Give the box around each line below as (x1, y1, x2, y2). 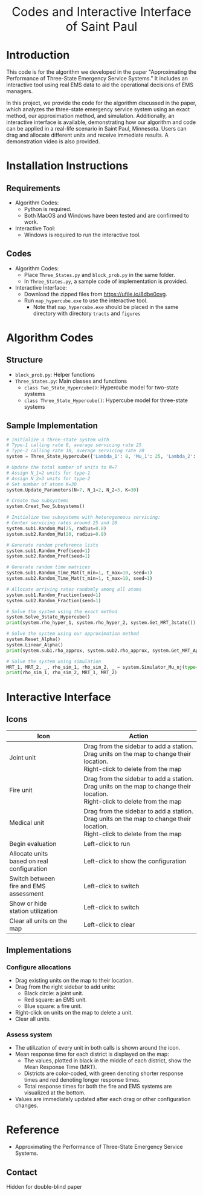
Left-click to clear (83, 920, 135, 929)
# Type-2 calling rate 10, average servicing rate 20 (6, 448, 145, 454)
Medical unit (9, 819, 44, 827)
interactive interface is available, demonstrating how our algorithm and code (6, 119, 196, 126)
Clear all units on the (9, 917, 68, 925)
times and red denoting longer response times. (24, 1076, 141, 1084)
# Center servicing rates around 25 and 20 (6, 520, 118, 526)
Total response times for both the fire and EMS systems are (24, 1083, 172, 1090)
